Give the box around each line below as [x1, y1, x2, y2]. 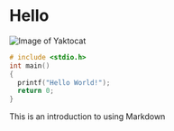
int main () [9, 61, 50, 70]
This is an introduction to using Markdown [9, 111, 166, 122]
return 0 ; [17, 87, 54, 96]
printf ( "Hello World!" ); [17, 78, 111, 87]
